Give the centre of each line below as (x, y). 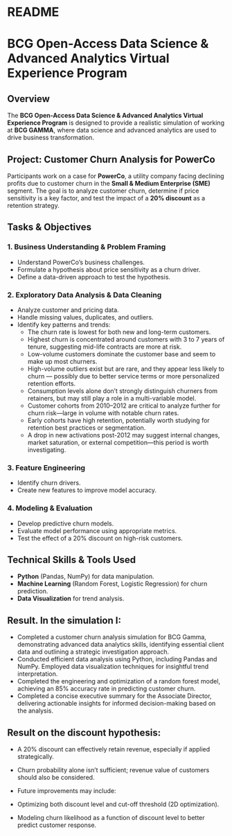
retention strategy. (34, 206)
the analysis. (35, 711)
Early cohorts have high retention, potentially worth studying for (118, 420)
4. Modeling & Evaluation (50, 508)
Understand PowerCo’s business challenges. (81, 262)
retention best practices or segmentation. (87, 428)
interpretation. (37, 674)
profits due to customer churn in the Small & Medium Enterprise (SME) (109, 183)
